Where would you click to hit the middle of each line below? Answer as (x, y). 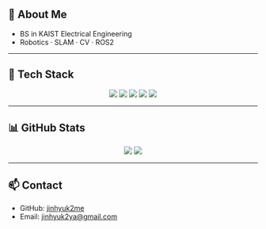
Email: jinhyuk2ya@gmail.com (68, 217)
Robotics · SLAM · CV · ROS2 (67, 42)
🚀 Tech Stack (41, 75)
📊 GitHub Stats (47, 128)
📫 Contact (36, 185)
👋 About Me (38, 15)
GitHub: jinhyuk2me (52, 208)
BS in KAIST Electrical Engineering (76, 33)
